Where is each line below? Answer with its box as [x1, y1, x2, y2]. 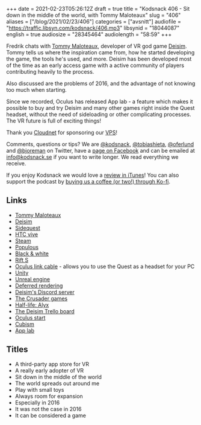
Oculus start [14, 314, 46, 321]
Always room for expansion [14, 392, 83, 400]
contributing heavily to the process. [6, 68, 94, 75]
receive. [6, 160, 26, 167]
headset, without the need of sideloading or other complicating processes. [6, 111, 191, 118]
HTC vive [14, 231, 39, 238]
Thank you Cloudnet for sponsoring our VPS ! [6, 129, 117, 136]
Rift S [14, 256, 29, 263]
